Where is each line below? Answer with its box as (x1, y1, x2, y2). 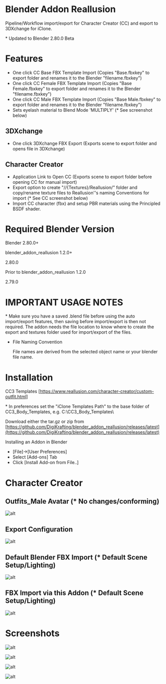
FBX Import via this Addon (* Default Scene (5, 589, 144, 597)
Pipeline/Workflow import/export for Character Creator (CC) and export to (5, 20, 158, 26)
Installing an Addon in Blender (5, 439, 67, 445)
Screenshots (5, 628, 60, 639)
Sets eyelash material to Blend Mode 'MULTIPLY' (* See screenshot (12, 107, 152, 113)
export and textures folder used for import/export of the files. (5, 329, 132, 335)
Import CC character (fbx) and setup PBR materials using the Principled (12, 200, 161, 206)
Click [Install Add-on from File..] (12, 460, 79, 466)
